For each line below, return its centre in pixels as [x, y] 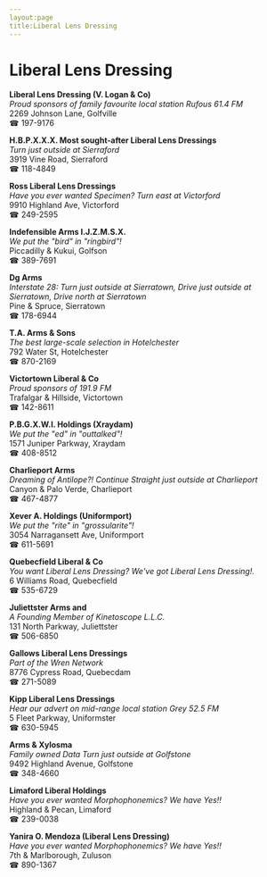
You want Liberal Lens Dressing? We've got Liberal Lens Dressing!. [132, 572]
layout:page [31, 17]
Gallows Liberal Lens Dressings [69, 654]
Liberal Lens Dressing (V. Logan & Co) [80, 95]
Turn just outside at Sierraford [65, 150]
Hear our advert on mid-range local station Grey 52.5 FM [114, 709]
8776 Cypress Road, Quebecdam [70, 672]
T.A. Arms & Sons [42, 333]
